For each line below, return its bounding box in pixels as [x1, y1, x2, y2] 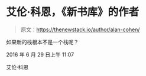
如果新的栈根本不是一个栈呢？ [6, 38, 79, 45]
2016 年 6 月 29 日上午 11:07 [6, 51, 74, 58]
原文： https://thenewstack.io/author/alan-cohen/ [20, 26, 140, 33]
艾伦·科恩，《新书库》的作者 [6, 5, 139, 19]
